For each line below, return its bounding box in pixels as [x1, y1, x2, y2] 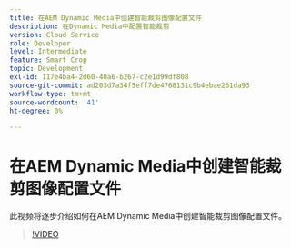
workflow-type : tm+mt [9, 89, 92, 98]
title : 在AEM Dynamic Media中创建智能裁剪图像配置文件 [9, 13, 203, 23]
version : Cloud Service [9, 30, 100, 39]
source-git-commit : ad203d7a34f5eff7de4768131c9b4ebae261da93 [9, 81, 250, 90]
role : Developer [9, 38, 71, 48]
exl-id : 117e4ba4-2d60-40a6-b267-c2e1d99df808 [9, 73, 189, 82]
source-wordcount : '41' [9, 97, 100, 107]
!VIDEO [31, 229, 59, 240]
